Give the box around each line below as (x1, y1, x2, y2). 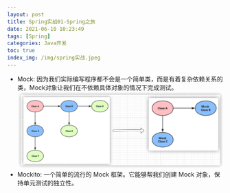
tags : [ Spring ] (7, 33, 51, 40)
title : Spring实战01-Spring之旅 (7, 18, 96, 25)
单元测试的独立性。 (23, 179, 78, 188)
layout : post (7, 11, 45, 18)
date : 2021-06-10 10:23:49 (7, 25, 84, 32)
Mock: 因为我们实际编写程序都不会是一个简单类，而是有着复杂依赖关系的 (16, 75, 223, 83)
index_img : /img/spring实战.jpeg (7, 55, 101, 62)
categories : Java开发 (7, 40, 67, 47)
